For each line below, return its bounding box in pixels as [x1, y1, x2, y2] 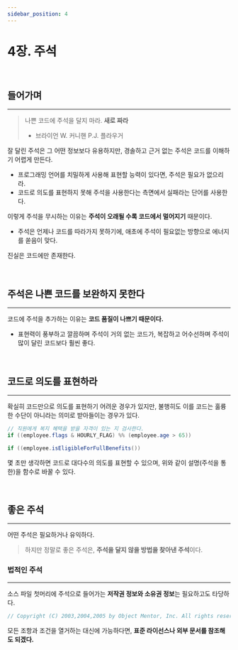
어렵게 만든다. [14, 156, 53, 164]
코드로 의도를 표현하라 [7, 375, 98, 387]
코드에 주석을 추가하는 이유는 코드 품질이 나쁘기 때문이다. [7, 315, 164, 323]
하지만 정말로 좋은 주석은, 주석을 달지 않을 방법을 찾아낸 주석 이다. [24, 546, 203, 554]
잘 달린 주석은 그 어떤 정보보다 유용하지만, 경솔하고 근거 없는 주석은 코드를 [7, 146, 211, 155]
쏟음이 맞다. [25, 236, 58, 245]
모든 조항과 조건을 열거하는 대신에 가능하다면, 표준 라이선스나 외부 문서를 [7, 626, 207, 634]
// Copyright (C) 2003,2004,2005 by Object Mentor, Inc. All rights [7, 612, 214, 619]
